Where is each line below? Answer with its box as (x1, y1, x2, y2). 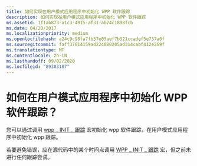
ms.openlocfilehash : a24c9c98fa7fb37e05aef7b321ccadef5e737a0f (6, 36, 165, 42)
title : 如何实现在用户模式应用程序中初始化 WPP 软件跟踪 (6, 8, 130, 15)
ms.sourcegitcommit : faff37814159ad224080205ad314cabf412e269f (6, 42, 165, 48)
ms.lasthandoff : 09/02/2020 (6, 58, 75, 64)
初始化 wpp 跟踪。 (16, 134, 61, 141)
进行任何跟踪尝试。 (6, 154, 53, 161)
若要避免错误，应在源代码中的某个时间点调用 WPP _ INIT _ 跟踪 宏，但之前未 (6, 146, 192, 154)
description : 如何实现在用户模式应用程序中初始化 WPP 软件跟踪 (6, 14, 146, 20)
